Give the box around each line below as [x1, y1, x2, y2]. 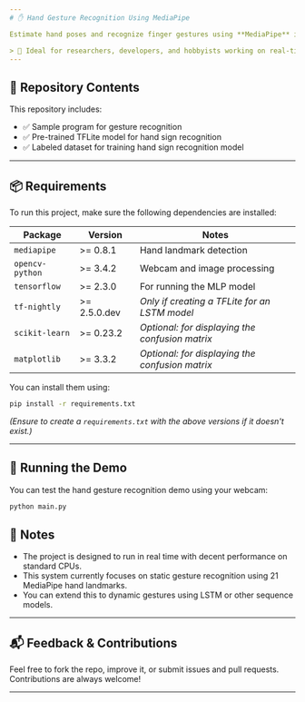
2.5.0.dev [79, 306, 121, 319]
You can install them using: [9, 382, 111, 392]
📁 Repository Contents [9, 79, 141, 95]
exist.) [9, 425, 33, 436]
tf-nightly [14, 302, 61, 311]
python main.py [9, 501, 67, 511]
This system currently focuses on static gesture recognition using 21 [22, 570, 279, 581]
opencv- [14, 259, 47, 269]
